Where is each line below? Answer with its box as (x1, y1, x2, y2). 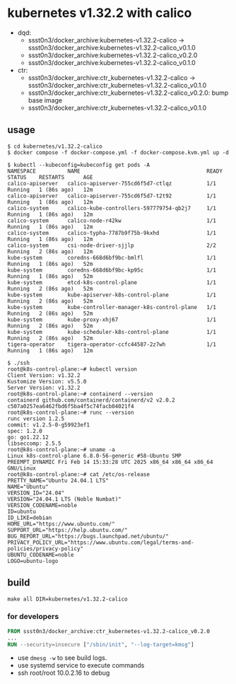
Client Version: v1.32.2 (7, 371, 81, 379)
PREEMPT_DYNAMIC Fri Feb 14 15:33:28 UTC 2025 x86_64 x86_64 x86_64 (7, 458, 213, 465)
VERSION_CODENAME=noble (7, 502, 78, 509)
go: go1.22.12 (7, 434, 49, 441)
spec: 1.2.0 (7, 427, 42, 434)
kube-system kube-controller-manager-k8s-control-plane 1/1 (7, 303, 217, 311)
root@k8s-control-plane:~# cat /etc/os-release (7, 470, 151, 478)
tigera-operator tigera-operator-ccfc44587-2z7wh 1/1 (7, 341, 217, 348)
